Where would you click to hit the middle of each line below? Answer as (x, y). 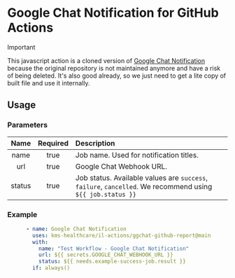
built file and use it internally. (49, 83)
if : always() (51, 268)
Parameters (27, 125)
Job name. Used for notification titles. (137, 155)
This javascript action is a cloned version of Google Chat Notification (106, 60)
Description (95, 143)
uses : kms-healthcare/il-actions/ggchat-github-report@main (122, 235)
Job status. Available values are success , (142, 178)
